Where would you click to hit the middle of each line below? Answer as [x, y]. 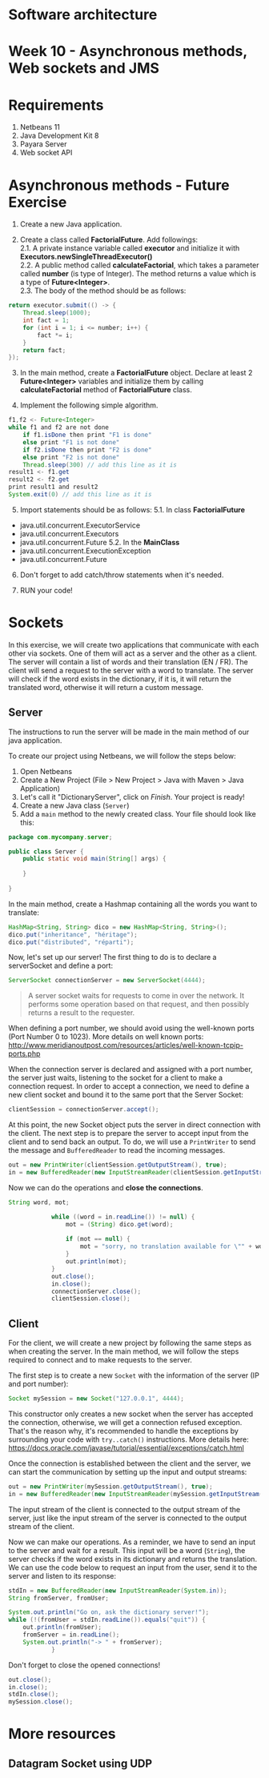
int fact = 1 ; [46, 320]
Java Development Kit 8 [59, 136]
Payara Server [43, 144]
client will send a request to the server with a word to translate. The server [131, 670]
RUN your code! [46, 590]
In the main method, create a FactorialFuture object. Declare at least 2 [136, 373]
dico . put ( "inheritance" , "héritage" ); [73, 934]
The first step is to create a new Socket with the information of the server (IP [134, 1375]
